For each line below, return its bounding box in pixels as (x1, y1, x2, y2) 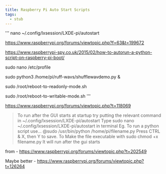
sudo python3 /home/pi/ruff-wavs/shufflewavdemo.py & (5, 74, 121, 80)
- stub (9, 16, 23, 21)
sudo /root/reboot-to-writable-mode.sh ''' (5, 93, 91, 99)
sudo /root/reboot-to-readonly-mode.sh (5, 84, 87, 89)
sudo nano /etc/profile (5, 64, 51, 70)
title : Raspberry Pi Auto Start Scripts (5, 7, 90, 12)
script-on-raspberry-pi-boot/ (5, 55, 65, 61)
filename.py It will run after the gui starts (17, 139, 100, 145)
